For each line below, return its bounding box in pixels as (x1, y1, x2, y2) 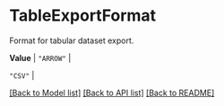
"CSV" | (9, 69, 35, 81)
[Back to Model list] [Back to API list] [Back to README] (9, 87, 215, 98)
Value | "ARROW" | (9, 52, 72, 63)
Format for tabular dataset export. (9, 35, 134, 46)
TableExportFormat (9, 5, 157, 26)
